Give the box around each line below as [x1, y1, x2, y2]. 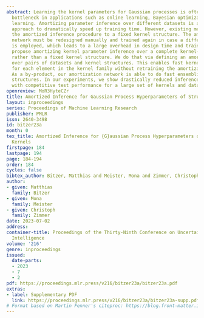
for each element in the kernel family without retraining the [12, 65, 175, 72]
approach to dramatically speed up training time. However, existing [12, 26, 191, 32]
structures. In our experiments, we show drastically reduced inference [12, 77, 200, 83]
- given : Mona [6, 195, 42, 201]
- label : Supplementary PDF [6, 291, 78, 298]
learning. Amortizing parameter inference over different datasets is [12, 20, 194, 26]
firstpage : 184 [6, 144, 45, 151]
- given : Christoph [6, 207, 56, 213]
